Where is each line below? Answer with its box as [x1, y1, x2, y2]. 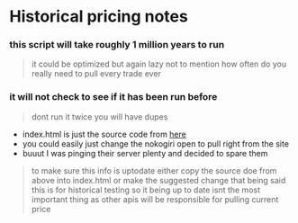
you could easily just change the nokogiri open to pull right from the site [22, 138, 290, 149]
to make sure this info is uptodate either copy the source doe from [31, 165, 277, 176]
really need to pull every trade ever [31, 68, 162, 79]
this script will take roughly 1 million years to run [9, 39, 225, 51]
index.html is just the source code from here [22, 129, 186, 139]
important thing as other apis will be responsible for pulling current [31, 193, 279, 204]
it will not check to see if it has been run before [9, 91, 218, 103]
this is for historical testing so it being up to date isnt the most [31, 184, 261, 195]
